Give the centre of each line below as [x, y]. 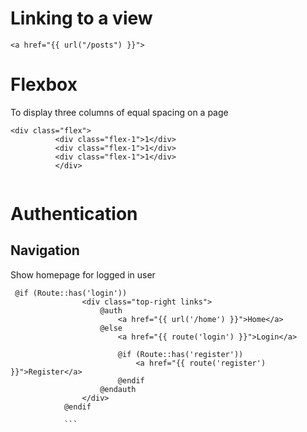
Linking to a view [81, 18]
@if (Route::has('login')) [71, 293]
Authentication [74, 214]
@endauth [118, 389]
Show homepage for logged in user [83, 274]
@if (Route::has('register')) [180, 354]
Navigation [45, 250]
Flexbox [44, 84]
